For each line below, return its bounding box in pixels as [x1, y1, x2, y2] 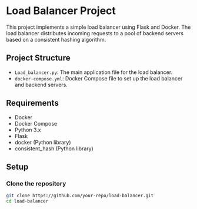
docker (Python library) [14, 139, 72, 146]
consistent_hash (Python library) [14, 145, 94, 152]
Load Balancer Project [6, 4, 116, 18]
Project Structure [6, 53, 71, 63]
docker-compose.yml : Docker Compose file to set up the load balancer [14, 75, 183, 82]
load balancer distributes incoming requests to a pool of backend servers [6, 29, 184, 36]
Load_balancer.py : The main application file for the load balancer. [14, 69, 173, 76]
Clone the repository [6, 179, 66, 187]
